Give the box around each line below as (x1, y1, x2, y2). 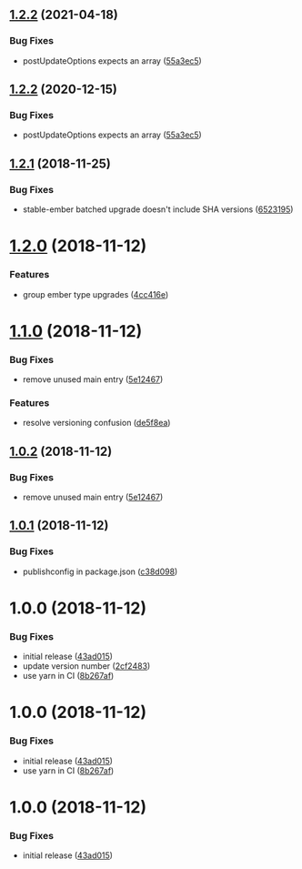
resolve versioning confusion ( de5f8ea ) (22, 418, 171, 429)
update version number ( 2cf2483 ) (22, 661, 151, 672)
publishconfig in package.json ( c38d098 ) (22, 566, 178, 577)
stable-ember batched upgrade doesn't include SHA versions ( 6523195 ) (22, 204, 294, 215)
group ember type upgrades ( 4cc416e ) (22, 288, 169, 299)
